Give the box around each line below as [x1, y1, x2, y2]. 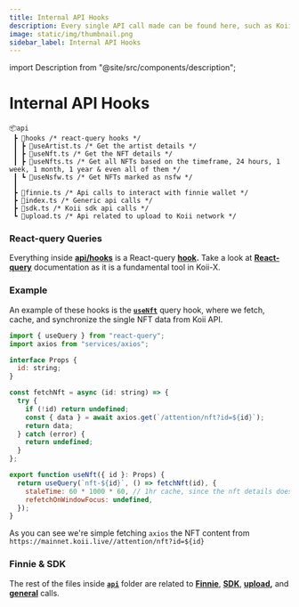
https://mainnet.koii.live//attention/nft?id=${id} [9, 538, 205, 546]
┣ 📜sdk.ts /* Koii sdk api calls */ [12, 204, 149, 214]
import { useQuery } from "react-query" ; [9, 331, 166, 340]
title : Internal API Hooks [9, 12, 109, 22]
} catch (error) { [17, 429, 86, 439]
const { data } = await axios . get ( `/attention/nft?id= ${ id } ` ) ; [25, 413, 265, 422]
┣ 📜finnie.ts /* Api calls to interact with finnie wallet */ [12, 189, 249, 198]
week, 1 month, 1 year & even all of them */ [9, 166, 181, 174]
